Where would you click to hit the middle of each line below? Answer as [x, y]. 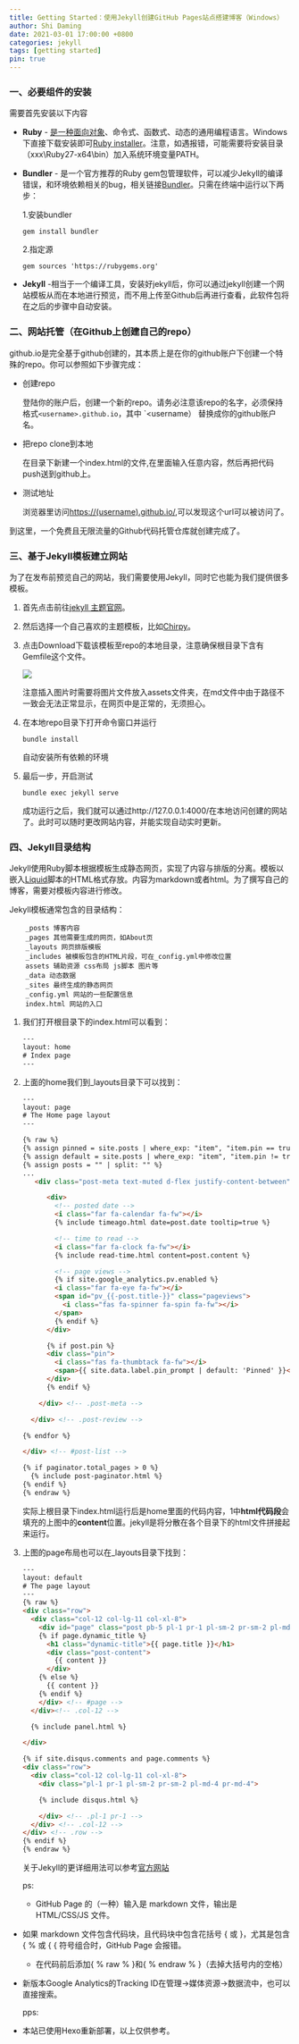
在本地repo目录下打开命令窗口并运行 [89, 722]
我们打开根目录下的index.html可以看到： [96, 1022]
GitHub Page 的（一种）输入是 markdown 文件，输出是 [136, 1904]
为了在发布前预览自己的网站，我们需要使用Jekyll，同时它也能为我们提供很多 [149, 576]
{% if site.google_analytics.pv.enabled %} [137, 1280]
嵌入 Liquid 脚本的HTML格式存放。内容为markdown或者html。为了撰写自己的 [149, 879]
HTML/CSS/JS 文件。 [75, 1915]
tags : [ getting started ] [55, 51]
